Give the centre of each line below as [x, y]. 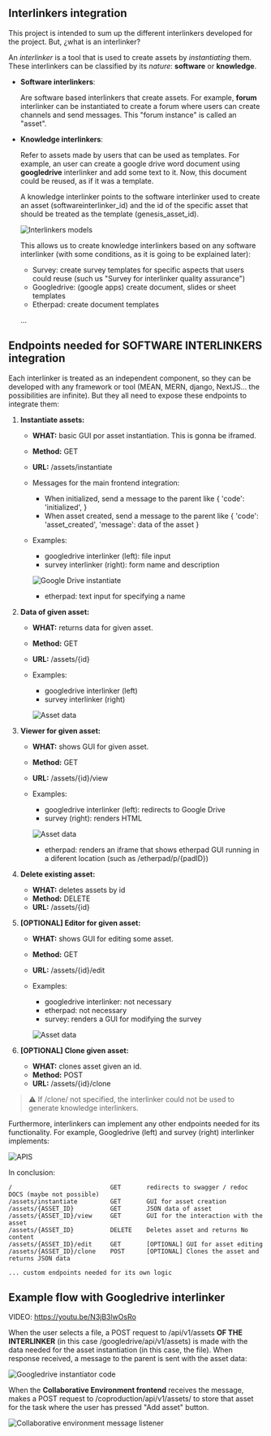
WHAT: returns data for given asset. [92, 627]
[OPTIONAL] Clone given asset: [74, 1050]
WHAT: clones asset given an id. [87, 1066]
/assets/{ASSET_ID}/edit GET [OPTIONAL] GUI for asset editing [136, 1244]
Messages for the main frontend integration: [106, 482]
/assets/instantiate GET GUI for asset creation [118, 1201]
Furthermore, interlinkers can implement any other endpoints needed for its [134, 1123]
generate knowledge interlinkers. [84, 1107]
